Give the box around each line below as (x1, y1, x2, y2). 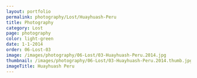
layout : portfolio (6, 8, 51, 15)
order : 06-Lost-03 (6, 47, 51, 53)
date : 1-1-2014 (6, 42, 43, 48)
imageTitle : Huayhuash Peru (6, 63, 75, 69)
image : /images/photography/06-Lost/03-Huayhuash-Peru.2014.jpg (6, 52, 167, 58)
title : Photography (6, 19, 54, 25)
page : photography (6, 30, 51, 36)
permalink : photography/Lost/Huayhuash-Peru (6, 14, 117, 20)
